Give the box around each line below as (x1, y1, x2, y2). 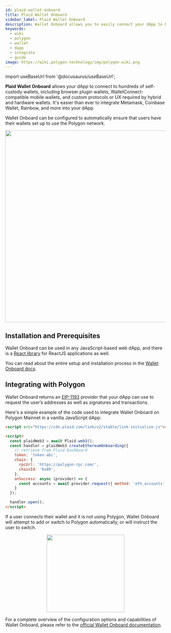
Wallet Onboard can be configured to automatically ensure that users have (5, 115, 161, 121)
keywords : (5, 26, 26, 32)
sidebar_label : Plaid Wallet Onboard (5, 17, 85, 22)
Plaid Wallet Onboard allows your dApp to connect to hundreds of (5, 84, 145, 90)
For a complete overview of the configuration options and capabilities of (5, 616, 157, 622)
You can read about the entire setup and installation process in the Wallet (5, 360, 159, 367)
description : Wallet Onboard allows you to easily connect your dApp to (5, 21, 163, 27)
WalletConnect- (110, 89, 144, 95)
